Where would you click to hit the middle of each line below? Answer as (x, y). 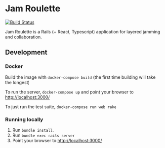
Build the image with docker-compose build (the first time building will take (80, 77)
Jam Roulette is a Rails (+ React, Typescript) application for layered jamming (83, 31)
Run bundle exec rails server (43, 135)
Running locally (24, 119)
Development (26, 52)
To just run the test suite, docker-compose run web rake (61, 107)
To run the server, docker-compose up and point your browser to (69, 92)
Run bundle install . (33, 130)
